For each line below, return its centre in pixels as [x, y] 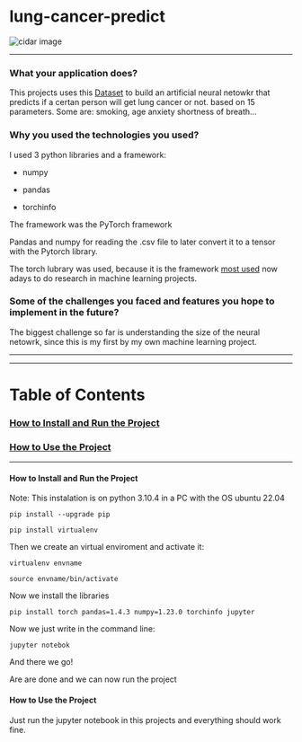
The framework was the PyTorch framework [91, 224]
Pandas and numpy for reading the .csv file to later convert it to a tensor [142, 242]
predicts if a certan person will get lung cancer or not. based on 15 [133, 102]
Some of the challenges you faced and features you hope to [142, 301]
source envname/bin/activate [64, 579]
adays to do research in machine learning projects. [103, 278]
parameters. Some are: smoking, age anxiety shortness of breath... [133, 112]
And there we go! [41, 662]
